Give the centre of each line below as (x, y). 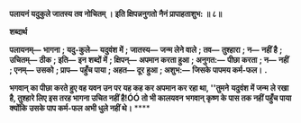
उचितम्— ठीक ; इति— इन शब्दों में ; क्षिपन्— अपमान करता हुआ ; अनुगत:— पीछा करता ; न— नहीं (149, 60)
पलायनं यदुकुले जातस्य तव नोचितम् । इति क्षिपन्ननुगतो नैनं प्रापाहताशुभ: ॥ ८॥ (116, 14)
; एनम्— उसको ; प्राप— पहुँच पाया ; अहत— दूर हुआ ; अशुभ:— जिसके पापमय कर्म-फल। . (138, 70)
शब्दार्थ (18, 32)
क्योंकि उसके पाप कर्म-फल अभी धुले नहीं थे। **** (80, 108)
